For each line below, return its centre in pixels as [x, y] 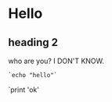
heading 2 [33, 42]
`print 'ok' [23, 90]
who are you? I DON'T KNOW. [56, 61]
